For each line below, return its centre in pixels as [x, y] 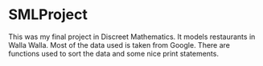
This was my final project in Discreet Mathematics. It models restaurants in [132, 37]
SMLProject [48, 15]
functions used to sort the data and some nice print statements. [114, 53]
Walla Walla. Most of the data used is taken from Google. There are [119, 45]
